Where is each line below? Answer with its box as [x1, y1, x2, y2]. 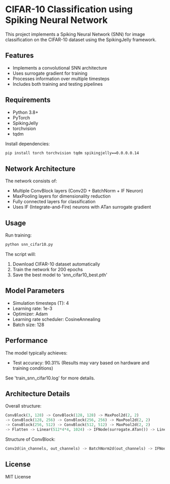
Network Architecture [5, 164, 76, 173]
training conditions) [12, 365, 54, 371]
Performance [5, 336, 48, 345]
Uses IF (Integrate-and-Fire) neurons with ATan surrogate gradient [12, 204, 151, 210]
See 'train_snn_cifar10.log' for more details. [5, 375, 95, 381]
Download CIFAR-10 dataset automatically [12, 261, 100, 267]
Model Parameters [5, 286, 65, 295]
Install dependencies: [5, 141, 50, 147]
